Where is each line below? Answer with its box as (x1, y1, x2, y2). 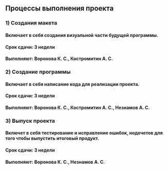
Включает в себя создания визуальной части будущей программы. (5, 32, 159, 38)
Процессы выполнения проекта (5, 4, 114, 13)
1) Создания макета (5, 19, 58, 27)
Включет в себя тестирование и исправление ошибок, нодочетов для (5, 130, 163, 136)
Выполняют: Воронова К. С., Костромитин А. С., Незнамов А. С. (5, 104, 150, 111)
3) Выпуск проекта (5, 117, 55, 124)
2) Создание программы (5, 69, 71, 76)
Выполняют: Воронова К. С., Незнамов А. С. (5, 159, 105, 165)
